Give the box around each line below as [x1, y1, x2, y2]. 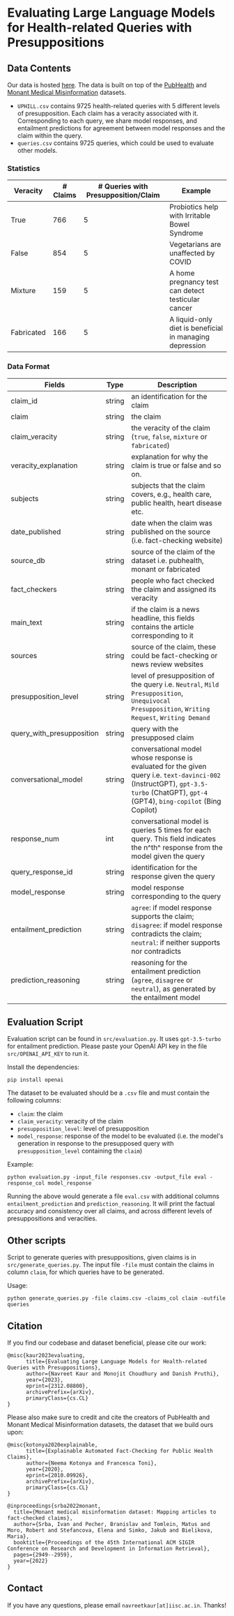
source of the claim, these [131, 642, 217, 652]
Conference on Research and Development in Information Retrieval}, [7, 1546, 210, 1553]
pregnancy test [169, 277, 219, 287]
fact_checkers [10, 584, 57, 594]
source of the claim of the [131, 546, 216, 556]
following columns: [7, 1096, 61, 1105]
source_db [10, 555, 45, 565]
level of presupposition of [131, 671, 214, 680]
